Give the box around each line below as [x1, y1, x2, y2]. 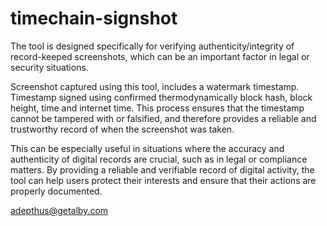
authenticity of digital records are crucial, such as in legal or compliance [10, 153, 308, 165]
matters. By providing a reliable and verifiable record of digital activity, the [10, 163, 315, 176]
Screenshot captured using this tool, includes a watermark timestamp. [10, 80, 300, 92]
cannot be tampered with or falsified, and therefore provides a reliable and [10, 112, 317, 124]
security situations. [10, 61, 89, 73]
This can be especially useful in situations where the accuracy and [10, 142, 285, 154]
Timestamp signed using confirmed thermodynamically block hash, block [10, 91, 313, 103]
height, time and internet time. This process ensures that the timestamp [10, 102, 305, 114]
